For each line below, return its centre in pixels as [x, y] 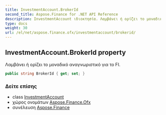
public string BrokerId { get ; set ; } [45, 74]
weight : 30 [16, 28]
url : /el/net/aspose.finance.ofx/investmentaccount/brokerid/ [70, 33]
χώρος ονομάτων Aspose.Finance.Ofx [51, 102]
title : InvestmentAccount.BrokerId [42, 10]
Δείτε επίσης [21, 86]
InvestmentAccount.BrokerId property [65, 53]
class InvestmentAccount [38, 97]
